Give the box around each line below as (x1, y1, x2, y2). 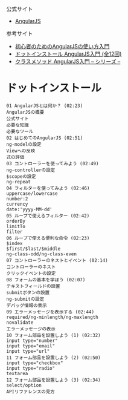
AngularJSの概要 (6, 109, 45, 115)
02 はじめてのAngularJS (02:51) (6, 135, 83, 141)
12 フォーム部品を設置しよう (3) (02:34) (6, 377, 101, 383)
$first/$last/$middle (6, 246, 61, 252)
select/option (6, 382, 42, 389)
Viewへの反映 (6, 148, 36, 154)
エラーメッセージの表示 (6, 326, 56, 332)
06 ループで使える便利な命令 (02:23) (6, 235, 90, 241)
